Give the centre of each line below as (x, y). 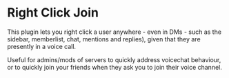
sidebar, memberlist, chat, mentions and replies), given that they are (104, 39)
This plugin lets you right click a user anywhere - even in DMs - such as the (114, 32)
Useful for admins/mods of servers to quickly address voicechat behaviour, (114, 59)
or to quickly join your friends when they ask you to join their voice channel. (114, 67)
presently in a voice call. (42, 46)
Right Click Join (53, 13)
